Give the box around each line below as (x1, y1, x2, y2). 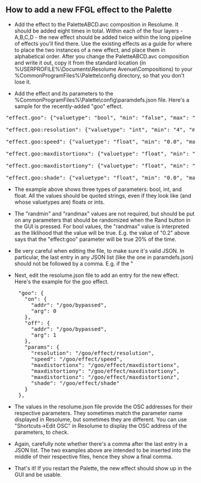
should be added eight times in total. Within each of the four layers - (14, 27, 184, 34)
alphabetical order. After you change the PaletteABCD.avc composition (14, 52, 190, 59)
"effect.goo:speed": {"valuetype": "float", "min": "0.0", (5, 138, 184, 145)
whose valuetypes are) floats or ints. (14, 198, 105, 205)
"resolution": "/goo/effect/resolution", (31, 350, 155, 356)
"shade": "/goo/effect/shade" (31, 380, 120, 386)
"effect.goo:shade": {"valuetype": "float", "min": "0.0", (5, 174, 184, 181)
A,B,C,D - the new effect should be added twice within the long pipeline (14, 33, 191, 41)
